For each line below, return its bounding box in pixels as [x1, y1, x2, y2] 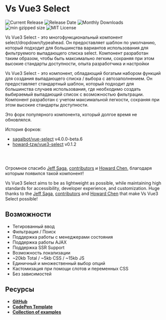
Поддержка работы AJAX [12, 239, 67, 245]
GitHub [12, 298, 28, 304]
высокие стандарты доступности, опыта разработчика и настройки [5, 61, 149, 66]
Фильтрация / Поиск [12, 229, 56, 235]
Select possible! [5, 195, 38, 201]
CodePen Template [12, 304, 53, 310]
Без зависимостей [12, 271, 52, 277]
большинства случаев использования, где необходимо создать [5, 86, 141, 92]
